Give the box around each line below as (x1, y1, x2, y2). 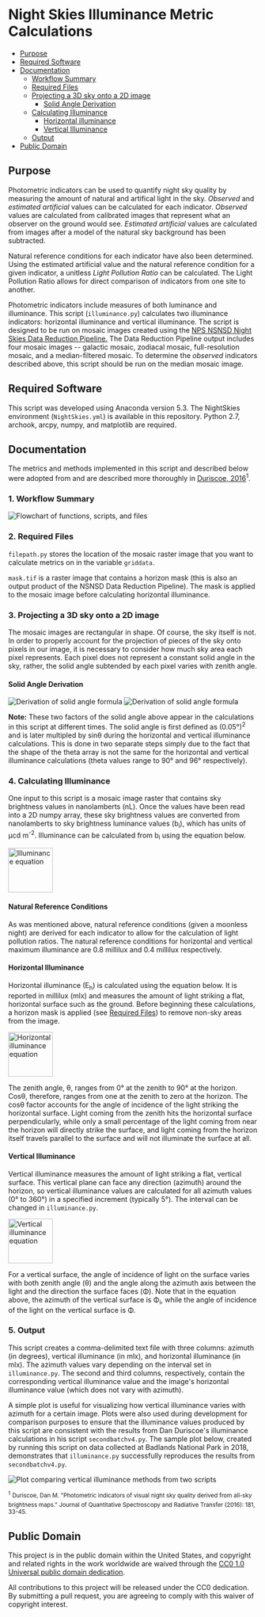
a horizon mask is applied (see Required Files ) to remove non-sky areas (8, 1008, 242, 1017)
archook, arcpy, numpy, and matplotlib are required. (8, 420, 177, 429)
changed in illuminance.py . (8, 1203, 99, 1212)
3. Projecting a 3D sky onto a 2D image (8, 609, 160, 620)
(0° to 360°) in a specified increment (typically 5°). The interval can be (8, 1194, 239, 1203)
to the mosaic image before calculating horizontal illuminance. (8, 589, 211, 599)
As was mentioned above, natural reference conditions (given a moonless (8, 919, 248, 929)
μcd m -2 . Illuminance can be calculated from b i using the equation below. (8, 829, 247, 841)
